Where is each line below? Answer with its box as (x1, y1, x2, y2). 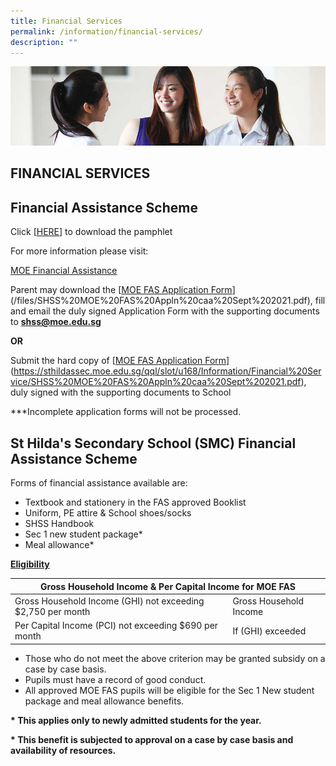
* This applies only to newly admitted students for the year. (10, 714, 262, 726)
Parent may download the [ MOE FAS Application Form (10, 284, 233, 296)
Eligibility (10, 558, 50, 570)
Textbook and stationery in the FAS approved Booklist (24, 496, 247, 509)
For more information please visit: (10, 245, 149, 257)
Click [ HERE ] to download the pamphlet (10, 226, 173, 238)
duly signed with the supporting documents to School (10, 386, 232, 399)
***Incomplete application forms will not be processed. (10, 406, 242, 418)
